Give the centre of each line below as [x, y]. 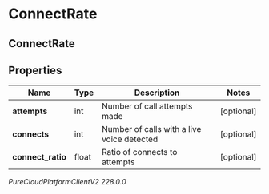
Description [157, 93]
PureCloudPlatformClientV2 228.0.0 [67, 182]
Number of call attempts [147, 106]
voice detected [130, 139]
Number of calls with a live [151, 129]
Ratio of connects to [139, 152]
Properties [35, 70]
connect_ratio [39, 157]
